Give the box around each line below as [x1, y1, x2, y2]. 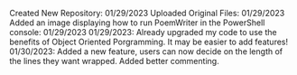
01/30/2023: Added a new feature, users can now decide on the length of [9, 46, 283, 57]
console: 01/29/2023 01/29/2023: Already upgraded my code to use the [9, 27, 277, 37]
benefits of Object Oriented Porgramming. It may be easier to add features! [9, 36, 289, 47]
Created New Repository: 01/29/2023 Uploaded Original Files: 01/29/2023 [9, 8, 285, 18]
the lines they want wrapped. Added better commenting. [9, 56, 219, 66]
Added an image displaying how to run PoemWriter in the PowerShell [9, 17, 265, 28]
